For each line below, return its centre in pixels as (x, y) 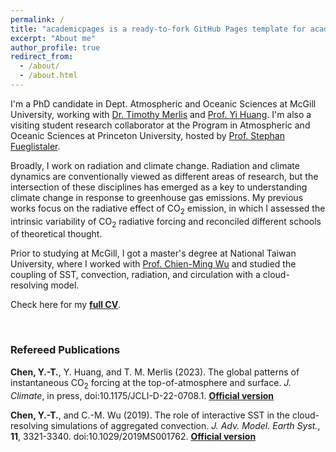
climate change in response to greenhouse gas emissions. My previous (157, 197)
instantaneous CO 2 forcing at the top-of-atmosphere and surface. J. (151, 383)
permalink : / (37, 19)
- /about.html (48, 76)
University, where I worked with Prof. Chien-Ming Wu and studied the (153, 264)
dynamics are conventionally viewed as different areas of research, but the (164, 176)
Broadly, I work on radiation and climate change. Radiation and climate (155, 165)
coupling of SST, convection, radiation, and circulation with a (135, 275)
